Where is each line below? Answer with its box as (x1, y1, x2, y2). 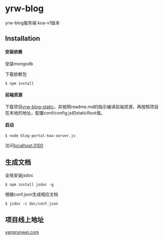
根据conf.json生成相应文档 (5, 191, 58, 197)
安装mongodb (5, 60, 33, 66)
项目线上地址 (5, 216, 44, 224)
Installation (5, 34, 40, 43)
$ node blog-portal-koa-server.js (5, 133, 76, 138)
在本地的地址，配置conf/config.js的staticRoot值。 (5, 110, 106, 116)
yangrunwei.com (5, 229, 39, 235)
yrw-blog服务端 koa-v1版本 (5, 20, 60, 26)
